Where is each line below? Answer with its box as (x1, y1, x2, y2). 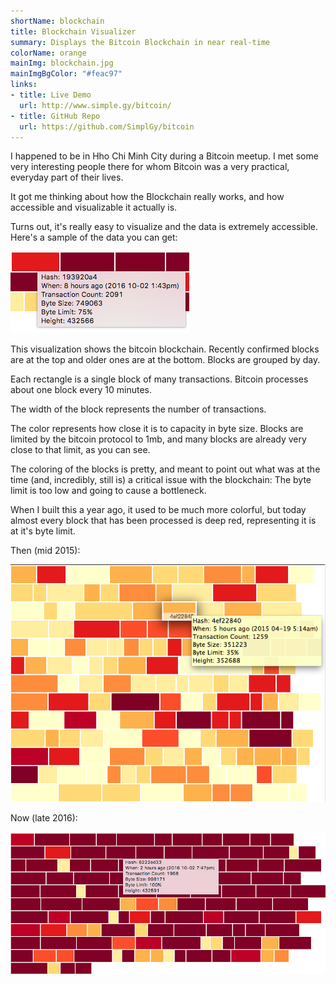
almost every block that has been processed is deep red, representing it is (10, 515, 317, 527)
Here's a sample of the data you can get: (10, 231, 178, 244)
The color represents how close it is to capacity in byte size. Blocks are (10, 423, 304, 435)
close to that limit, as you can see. (10, 444, 151, 456)
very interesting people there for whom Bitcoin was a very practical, (10, 161, 290, 173)
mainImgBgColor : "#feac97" (10, 69, 123, 79)
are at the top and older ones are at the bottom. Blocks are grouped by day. (10, 354, 321, 366)
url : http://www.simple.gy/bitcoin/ (19, 100, 172, 110)
